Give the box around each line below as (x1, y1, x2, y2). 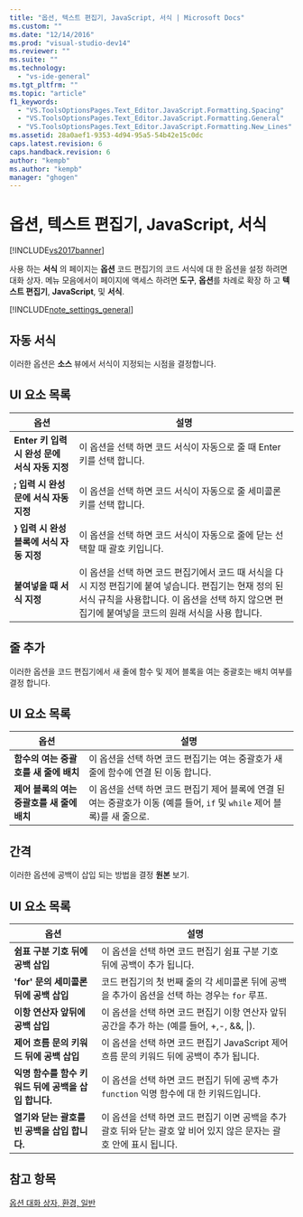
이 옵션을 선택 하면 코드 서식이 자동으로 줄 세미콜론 (78, 484, 281, 497)
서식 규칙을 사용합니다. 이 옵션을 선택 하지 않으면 (78, 593, 273, 605)
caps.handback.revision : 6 (9, 147, 111, 156)
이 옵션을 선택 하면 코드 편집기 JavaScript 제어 (100, 1036, 289, 1049)
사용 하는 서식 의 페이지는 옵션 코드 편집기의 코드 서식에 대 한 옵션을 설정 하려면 (9, 264, 289, 275)
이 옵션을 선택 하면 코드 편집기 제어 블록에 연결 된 (88, 783, 286, 796)
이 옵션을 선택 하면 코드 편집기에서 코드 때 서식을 (78, 566, 273, 578)
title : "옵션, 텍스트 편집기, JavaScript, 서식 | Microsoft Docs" (9, 13, 245, 23)
